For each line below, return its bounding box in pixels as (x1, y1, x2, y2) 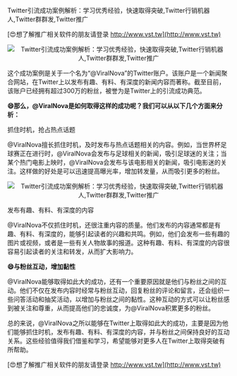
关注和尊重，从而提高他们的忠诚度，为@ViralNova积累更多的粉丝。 (19, 304, 215, 312)
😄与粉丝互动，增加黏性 (7, 262, 76, 271)
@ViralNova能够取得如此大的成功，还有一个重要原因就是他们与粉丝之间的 (7, 278, 221, 286)
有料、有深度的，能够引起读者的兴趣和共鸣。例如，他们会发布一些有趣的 (19, 230, 230, 238)
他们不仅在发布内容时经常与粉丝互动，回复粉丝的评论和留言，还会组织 (19, 286, 224, 295)
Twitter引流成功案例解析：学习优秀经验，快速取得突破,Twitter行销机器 (7, 6, 210, 14)
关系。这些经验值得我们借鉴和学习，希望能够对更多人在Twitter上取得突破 (7, 336, 219, 345)
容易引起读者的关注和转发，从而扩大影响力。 (7, 247, 138, 256)
